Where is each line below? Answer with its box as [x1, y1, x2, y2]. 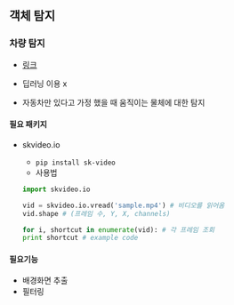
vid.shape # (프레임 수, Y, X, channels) [21, 209, 171, 218]
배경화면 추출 [21, 275, 69, 286]
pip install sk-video [35, 158, 116, 167]
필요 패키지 [9, 119, 47, 130]
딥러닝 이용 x [21, 78, 68, 89]
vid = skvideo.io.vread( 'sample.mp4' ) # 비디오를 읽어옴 [21, 201, 225, 210]
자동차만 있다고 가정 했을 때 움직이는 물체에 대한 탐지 [21, 97, 206, 108]
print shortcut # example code [21, 234, 139, 243]
